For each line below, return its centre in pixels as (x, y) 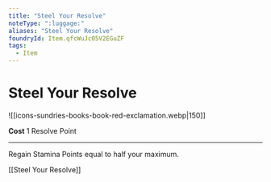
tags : (17, 46)
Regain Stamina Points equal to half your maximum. (94, 154)
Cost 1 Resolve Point (42, 130)
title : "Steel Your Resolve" (57, 16)
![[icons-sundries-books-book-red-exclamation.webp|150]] (107, 115)
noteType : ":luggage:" (46, 23)
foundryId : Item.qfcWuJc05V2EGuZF (67, 38)
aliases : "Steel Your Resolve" (61, 31)
